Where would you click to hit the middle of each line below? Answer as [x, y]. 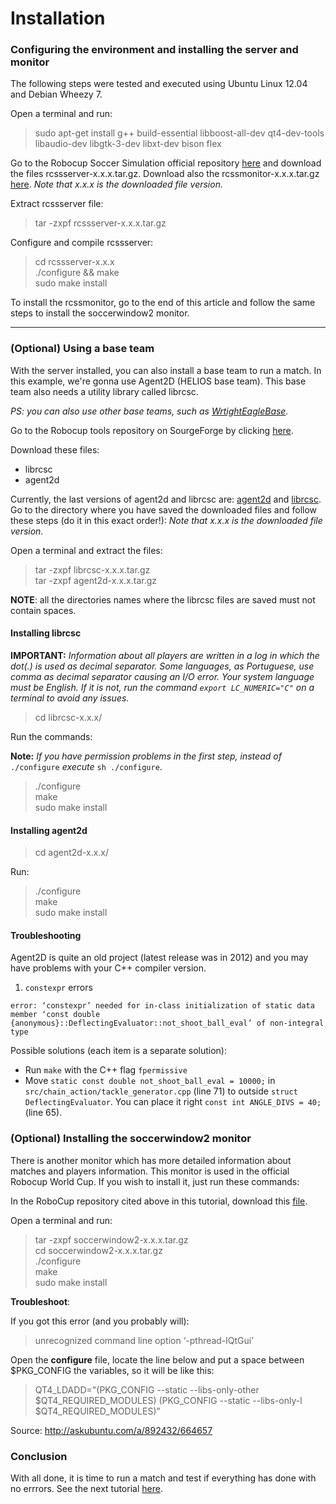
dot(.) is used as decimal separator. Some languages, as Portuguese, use [162, 666]
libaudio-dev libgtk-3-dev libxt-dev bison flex [128, 144]
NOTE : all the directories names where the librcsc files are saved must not [163, 599]
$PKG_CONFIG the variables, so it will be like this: [112, 1370]
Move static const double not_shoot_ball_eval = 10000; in [150, 1081]
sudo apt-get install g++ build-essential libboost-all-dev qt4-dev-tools [179, 133]
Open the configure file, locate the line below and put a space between [157, 1359]
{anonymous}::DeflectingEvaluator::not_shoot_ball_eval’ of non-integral [167, 1023]
